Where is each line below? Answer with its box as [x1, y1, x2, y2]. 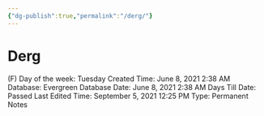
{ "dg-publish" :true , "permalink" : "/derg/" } [7, 11, 153, 20]
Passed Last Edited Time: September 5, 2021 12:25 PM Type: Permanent [7, 91, 249, 101]
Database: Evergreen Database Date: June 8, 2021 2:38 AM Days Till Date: [7, 82, 257, 92]
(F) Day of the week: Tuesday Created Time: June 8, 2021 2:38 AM [7, 74, 231, 84]
